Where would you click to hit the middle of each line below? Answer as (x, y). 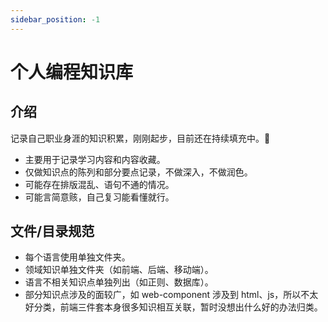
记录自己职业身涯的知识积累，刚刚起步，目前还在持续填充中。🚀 (140, 138)
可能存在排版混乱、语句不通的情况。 (99, 184)
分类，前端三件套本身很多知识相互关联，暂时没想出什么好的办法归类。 (178, 307)
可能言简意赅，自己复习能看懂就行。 (99, 197)
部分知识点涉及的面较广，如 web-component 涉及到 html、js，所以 (163, 295)
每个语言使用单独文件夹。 (77, 257)
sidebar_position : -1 (55, 19)
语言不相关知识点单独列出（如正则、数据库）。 (119, 282)
